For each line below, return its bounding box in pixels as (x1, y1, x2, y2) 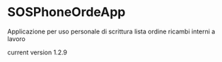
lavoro (7, 34, 26, 42)
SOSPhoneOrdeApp (7, 4, 126, 20)
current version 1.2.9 (7, 48, 68, 56)
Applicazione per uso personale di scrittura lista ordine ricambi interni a (7, 27, 216, 36)
